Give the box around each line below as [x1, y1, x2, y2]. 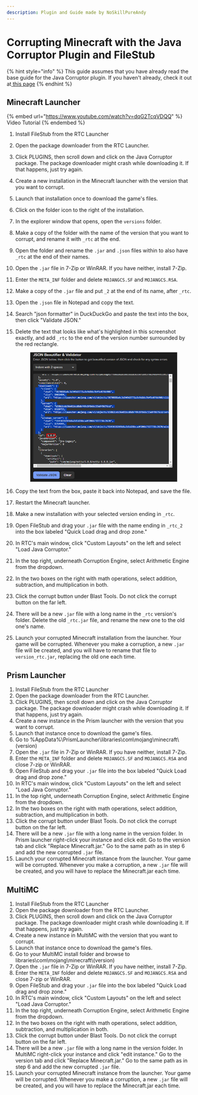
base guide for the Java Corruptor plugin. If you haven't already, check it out [6, 74, 192, 81]
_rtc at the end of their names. [15, 254, 90, 261]
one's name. [15, 623, 46, 630]
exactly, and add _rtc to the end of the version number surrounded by [15, 334, 186, 341]
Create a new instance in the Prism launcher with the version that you [15, 717, 184, 725]
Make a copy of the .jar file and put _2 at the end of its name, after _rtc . [15, 288, 192, 295]
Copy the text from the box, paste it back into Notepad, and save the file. [15, 488, 192, 495]
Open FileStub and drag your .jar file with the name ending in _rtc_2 [15, 522, 183, 529]
